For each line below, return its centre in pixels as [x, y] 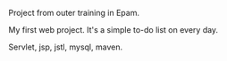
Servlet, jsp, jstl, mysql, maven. [65, 47]
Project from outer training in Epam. [74, 13]
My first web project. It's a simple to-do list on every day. [113, 30]
